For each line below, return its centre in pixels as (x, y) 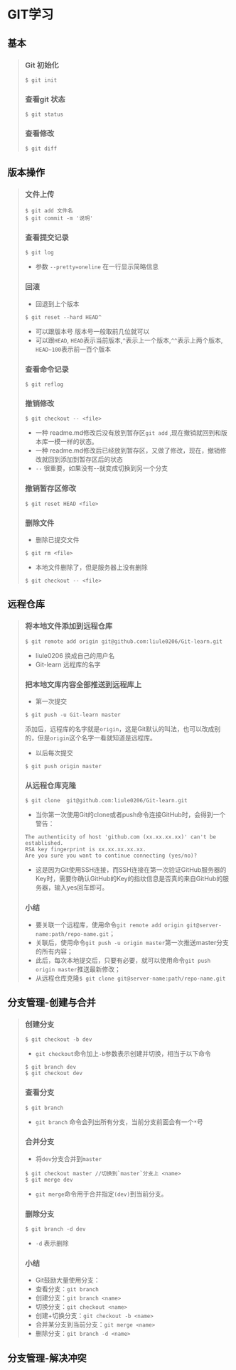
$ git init (41, 80)
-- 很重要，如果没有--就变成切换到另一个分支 (102, 468)
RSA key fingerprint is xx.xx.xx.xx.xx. (85, 850)
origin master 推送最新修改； (78, 969)
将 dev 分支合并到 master (69, 1158)
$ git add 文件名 (49, 211)
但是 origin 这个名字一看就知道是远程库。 (97, 738)
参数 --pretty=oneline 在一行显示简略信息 (97, 266)
